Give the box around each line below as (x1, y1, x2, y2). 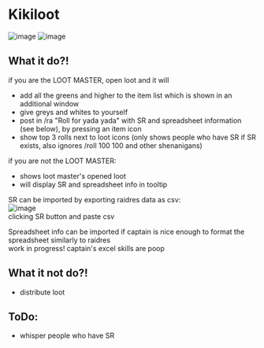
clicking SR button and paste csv (8, 211, 115, 221)
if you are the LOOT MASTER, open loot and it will (8, 75, 169, 84)
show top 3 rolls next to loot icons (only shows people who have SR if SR (19, 132, 256, 142)
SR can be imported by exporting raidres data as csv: (8, 194, 181, 204)
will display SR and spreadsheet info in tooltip (19, 180, 168, 189)
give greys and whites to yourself (19, 107, 128, 117)
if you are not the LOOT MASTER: (8, 156, 117, 165)
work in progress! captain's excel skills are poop (8, 243, 165, 253)
